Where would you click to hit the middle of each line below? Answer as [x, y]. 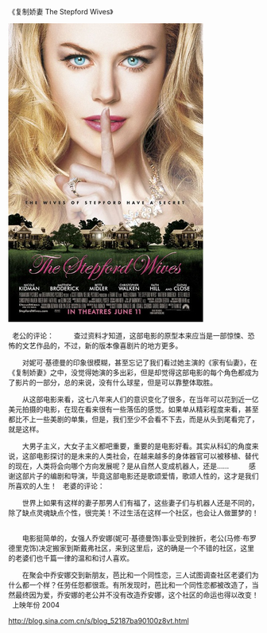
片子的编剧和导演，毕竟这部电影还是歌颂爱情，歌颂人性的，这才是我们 [144, 476]
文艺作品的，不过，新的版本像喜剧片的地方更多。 [102, 346]
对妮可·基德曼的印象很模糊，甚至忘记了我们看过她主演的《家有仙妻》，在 [140, 362]
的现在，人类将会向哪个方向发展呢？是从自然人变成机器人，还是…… [119, 466]
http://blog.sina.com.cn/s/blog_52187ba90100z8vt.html [99, 621]
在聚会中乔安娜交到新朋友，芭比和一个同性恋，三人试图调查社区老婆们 [137, 575]
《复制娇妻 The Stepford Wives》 [61, 12]
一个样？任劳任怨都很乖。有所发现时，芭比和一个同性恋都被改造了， [140, 585]
